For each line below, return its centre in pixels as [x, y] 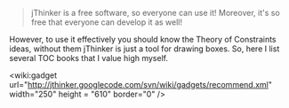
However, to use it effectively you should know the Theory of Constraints [143, 39]
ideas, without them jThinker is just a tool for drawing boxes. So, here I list [144, 49]
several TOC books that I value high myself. [89, 58]
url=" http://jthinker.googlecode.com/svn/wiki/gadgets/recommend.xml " [141, 85]
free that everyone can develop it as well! [106, 22]
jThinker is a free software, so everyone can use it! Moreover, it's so [155, 13]
